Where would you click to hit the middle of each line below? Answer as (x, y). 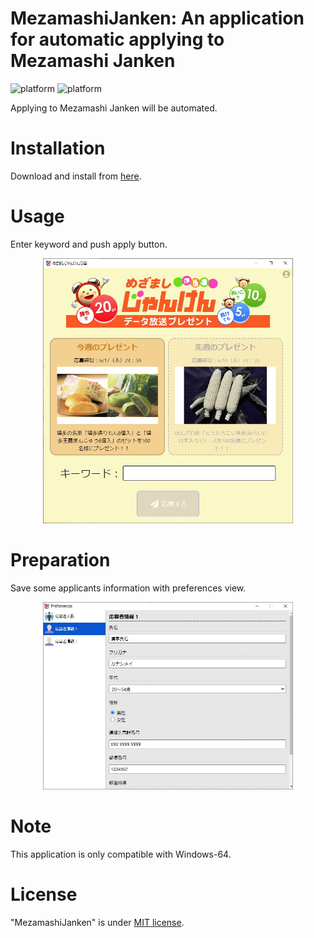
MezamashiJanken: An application (157, 18)
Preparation (60, 559)
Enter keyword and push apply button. (89, 244)
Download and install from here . (76, 176)
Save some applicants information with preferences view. (128, 588)
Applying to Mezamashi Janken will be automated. (114, 108)
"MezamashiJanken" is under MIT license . (97, 923)
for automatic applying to (117, 39)
